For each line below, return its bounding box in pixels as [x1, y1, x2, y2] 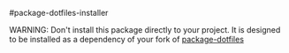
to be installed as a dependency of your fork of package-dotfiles [9, 34, 245, 44]
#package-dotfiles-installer [9, 8, 109, 18]
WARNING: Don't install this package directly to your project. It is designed [9, 25, 281, 34]
